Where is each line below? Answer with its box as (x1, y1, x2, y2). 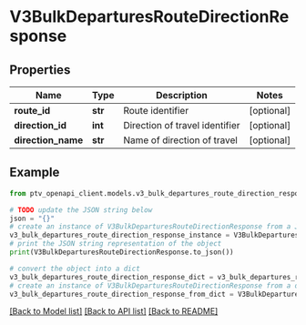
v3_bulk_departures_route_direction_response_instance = (9, 230, 230, 240)
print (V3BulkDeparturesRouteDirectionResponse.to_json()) (9, 248, 234, 257)
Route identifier (122, 105, 189, 117)
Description (156, 89, 208, 101)
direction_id (14, 119, 66, 131)
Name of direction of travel (122, 134, 239, 147)
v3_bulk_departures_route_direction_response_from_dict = (9, 289, 234, 299)
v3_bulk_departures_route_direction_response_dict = (9, 272, 214, 281)
